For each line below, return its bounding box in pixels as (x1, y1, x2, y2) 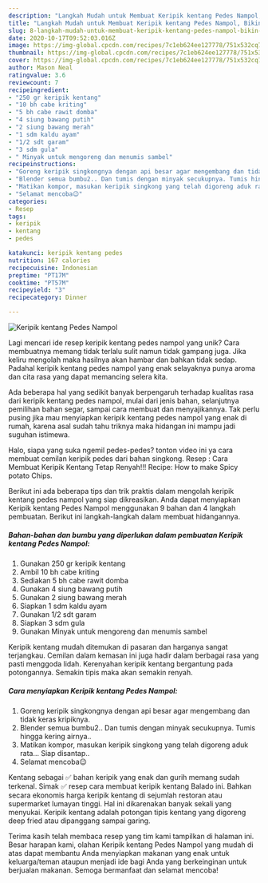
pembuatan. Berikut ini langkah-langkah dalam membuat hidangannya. (8, 512, 241, 521)
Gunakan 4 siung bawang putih (19, 584, 124, 594)
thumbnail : (8, 49, 45, 57)
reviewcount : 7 (8, 78, 59, 86)
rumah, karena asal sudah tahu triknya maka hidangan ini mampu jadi (8, 421, 236, 431)
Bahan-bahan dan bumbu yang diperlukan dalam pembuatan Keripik (8, 530, 243, 539)
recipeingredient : (8, 86, 69, 94)
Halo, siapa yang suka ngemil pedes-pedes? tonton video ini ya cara (8, 445, 234, 455)
